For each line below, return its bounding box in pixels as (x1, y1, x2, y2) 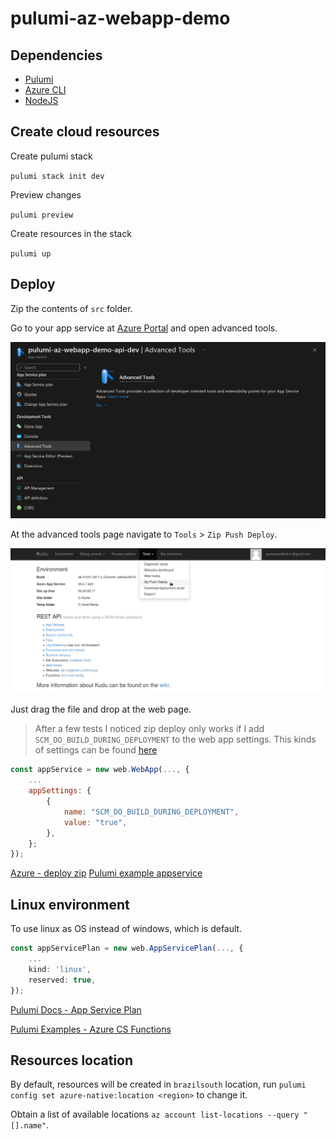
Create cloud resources (10, 123, 160, 141)
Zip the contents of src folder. (10, 302, 133, 314)
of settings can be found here (34, 744, 158, 756)
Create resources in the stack (10, 227, 132, 239)
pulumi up (10, 248, 52, 259)
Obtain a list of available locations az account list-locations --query (10, 1108, 300, 1121)
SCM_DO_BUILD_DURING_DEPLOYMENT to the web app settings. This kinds (34, 733, 317, 746)
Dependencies (10, 47, 103, 64)
